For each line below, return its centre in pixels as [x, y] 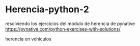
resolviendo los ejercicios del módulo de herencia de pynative [70, 24]
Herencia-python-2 [47, 9]
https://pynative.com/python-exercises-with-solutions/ [63, 29]
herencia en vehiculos [29, 39]
